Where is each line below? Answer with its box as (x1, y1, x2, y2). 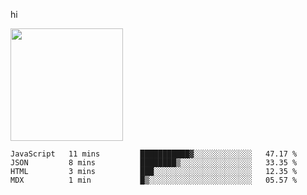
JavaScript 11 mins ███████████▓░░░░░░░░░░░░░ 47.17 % (10, 149, 298, 159)
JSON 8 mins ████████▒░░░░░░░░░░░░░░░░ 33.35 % (10, 158, 298, 168)
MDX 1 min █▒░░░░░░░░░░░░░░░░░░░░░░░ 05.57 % (10, 175, 298, 185)
